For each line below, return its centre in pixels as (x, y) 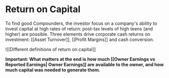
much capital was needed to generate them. (53, 70)
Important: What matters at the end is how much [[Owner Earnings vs (80, 59)
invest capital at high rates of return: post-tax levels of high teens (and (79, 28)
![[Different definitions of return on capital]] (51, 49)
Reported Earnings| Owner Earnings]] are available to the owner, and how (84, 64)
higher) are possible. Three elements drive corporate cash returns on (78, 34)
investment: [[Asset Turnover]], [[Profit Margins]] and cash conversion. (80, 40)
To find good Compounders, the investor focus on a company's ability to (81, 23)
